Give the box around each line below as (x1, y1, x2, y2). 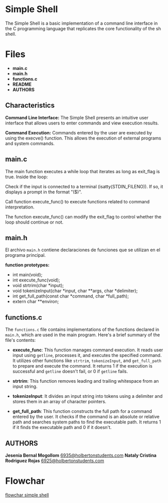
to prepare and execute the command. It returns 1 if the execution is (12, 363, 153, 369)
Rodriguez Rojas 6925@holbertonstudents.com (5, 457, 104, 464)
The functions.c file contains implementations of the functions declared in (5, 326, 159, 333)
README (12, 81, 32, 87)
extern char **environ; (12, 299, 59, 305)
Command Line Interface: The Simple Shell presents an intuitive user (5, 114, 149, 120)
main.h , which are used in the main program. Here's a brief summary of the (5, 332, 160, 338)
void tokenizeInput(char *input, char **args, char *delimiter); (12, 288, 138, 294)
